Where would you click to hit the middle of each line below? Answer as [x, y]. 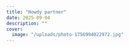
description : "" [27, 23]
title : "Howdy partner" [37, 12]
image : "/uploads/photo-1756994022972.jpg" [68, 35]
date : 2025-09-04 [28, 18]
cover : [15, 29]
